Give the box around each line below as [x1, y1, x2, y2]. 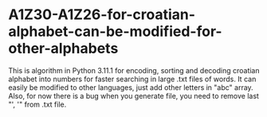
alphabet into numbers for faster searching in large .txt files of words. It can [8, 74, 257, 84]
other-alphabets [8, 40, 119, 57]
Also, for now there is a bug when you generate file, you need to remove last [8, 91, 259, 100]
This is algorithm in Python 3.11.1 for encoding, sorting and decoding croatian [8, 65, 261, 75]
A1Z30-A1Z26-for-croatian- [8, 6, 196, 24]
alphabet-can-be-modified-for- [8, 22, 222, 41]
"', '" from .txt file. [8, 99, 67, 109]
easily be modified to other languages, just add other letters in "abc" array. [8, 82, 253, 92]
